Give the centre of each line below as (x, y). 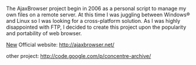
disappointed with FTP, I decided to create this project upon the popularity (96, 27)
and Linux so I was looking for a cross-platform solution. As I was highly (93, 21)
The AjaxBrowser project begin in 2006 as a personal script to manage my (96, 8)
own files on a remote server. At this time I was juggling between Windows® (98, 15)
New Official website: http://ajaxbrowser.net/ (60, 45)
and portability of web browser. (44, 33)
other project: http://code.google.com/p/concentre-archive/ (79, 56)
